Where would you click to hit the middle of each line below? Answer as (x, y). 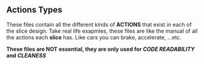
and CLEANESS (26, 55)
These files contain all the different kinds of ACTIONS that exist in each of (99, 24)
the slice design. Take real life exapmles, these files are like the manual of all (102, 31)
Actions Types (34, 10)
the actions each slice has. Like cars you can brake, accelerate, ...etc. (94, 37)
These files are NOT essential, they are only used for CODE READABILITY (100, 49)
